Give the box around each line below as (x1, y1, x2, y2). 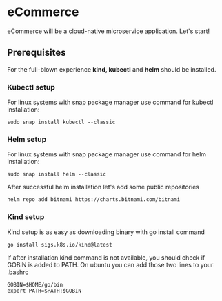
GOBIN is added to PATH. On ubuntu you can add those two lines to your (7, 260, 214, 269)
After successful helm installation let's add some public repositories (7, 183, 200, 191)
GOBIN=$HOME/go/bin (7, 281, 63, 288)
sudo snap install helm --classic (7, 171, 107, 178)
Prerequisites (7, 47, 66, 59)
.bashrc (7, 268, 29, 276)
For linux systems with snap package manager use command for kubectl (7, 98, 214, 107)
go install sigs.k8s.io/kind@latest (7, 241, 112, 248)
